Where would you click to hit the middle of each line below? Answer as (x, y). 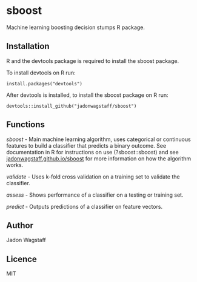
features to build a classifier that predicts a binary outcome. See (86, 145)
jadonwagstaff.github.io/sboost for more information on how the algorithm (99, 159)
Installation (28, 46)
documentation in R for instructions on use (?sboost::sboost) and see (92, 152)
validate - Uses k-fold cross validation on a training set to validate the (93, 177)
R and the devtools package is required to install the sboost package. (93, 61)
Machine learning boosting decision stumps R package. (76, 27)
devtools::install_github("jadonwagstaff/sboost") (72, 106)
